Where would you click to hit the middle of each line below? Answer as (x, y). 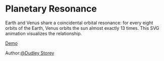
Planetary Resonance (51, 9)
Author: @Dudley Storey (30, 53)
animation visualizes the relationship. (44, 33)
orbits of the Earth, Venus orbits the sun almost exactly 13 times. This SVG (82, 28)
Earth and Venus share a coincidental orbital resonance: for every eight (79, 23)
